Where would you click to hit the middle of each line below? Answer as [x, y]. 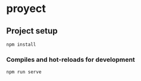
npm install [21, 44]
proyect [26, 9]
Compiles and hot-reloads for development [71, 59]
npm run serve [24, 72]
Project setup [32, 31]
